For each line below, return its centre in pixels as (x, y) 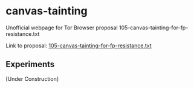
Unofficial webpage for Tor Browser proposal (62, 28)
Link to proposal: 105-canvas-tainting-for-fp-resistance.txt (79, 45)
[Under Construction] (32, 78)
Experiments (30, 64)
